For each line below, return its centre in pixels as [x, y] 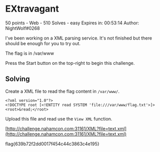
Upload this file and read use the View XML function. [59, 119]
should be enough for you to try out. [43, 43]
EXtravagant [32, 9]
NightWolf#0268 [23, 28]
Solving [18, 79]
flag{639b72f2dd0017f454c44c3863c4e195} [52, 144]
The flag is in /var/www [30, 53]
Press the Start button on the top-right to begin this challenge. [70, 63]
